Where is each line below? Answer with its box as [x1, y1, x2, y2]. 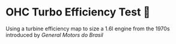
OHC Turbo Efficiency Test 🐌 [5, 5, 151, 19]
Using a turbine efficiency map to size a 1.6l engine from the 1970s [5, 25, 170, 32]
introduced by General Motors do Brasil [5, 31, 103, 38]
